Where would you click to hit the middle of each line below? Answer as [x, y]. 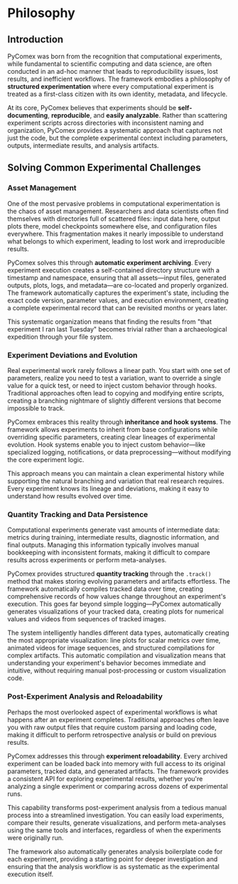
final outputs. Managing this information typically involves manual [103, 545]
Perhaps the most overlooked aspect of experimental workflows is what [113, 712]
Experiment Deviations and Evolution [72, 355]
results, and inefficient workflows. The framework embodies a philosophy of [119, 79]
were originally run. [36, 837]
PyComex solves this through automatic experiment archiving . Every [109, 262]
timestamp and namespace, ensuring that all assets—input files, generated [117, 278]
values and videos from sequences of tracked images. [87, 619]
